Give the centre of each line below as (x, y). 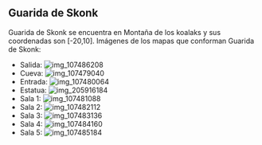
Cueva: (31, 73)
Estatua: (33, 90)
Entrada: (33, 81)
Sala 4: (31, 123)
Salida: (31, 65)
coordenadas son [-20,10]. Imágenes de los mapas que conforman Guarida (131, 41)
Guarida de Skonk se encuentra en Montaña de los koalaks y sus (115, 32)
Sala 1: (30, 98)
